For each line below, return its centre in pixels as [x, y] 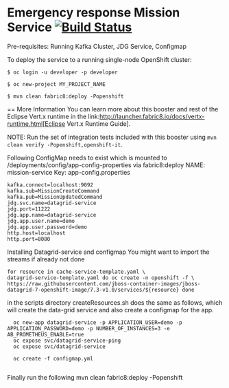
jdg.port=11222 [29, 209]
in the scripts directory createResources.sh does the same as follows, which [115, 302]
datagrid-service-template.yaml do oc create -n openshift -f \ [101, 278]
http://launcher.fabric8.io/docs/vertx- [152, 116]
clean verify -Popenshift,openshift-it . [65, 144]
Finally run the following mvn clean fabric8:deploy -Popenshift [95, 377]
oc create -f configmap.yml [53, 358]
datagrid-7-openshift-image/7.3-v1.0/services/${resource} [93, 290]
